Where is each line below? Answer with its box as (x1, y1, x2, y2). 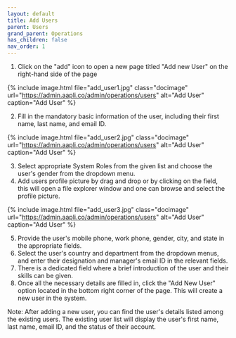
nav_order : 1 (7, 43, 46, 50)
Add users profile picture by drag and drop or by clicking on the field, (17, 177, 218, 185)
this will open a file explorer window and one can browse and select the (17, 184, 225, 192)
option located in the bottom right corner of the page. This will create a (17, 287, 223, 294)
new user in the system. (17, 294, 87, 302)
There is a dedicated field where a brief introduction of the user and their (17, 264, 229, 272)
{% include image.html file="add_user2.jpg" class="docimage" (7, 133, 190, 142)
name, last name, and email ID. (17, 120, 107, 127)
